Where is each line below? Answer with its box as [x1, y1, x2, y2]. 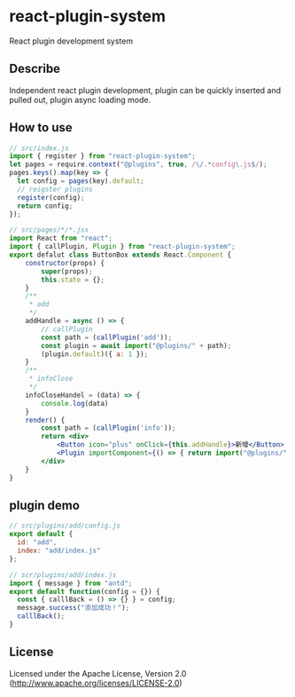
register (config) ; [17, 193, 86, 202]
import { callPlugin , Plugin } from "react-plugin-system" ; [9, 242, 237, 251]
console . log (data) [41, 399, 109, 408]
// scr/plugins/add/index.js [9, 570, 117, 579]
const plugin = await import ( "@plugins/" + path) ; [41, 341, 232, 350]
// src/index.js [9, 144, 69, 153]
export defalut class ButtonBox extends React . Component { [9, 250, 232, 259]
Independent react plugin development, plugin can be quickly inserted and [9, 84, 282, 95]
